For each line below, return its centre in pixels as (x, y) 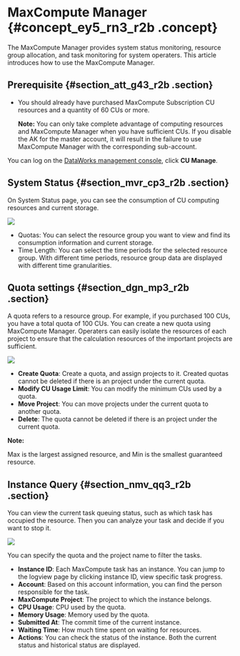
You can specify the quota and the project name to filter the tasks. (105, 555)
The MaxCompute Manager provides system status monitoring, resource (114, 47)
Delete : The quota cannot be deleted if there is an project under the (117, 419)
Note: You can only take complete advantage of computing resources (120, 124)
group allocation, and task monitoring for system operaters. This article (112, 55)
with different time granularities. (65, 265)
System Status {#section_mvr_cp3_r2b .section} (119, 183)
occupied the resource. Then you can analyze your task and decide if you (116, 521)
